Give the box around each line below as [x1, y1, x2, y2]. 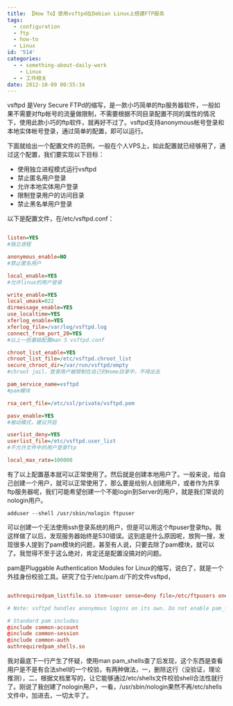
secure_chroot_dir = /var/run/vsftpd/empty [7, 362, 129, 369]
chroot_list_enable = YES [7, 349, 76, 356]
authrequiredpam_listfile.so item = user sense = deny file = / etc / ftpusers [7, 592, 216, 599]
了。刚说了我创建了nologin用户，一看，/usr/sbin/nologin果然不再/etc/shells [7, 682, 223, 691]
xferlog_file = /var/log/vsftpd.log [7, 323, 107, 330]
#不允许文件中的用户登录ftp [7, 445, 77, 451]
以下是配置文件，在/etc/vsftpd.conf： [7, 214, 114, 223]
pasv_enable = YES [7, 412, 54, 420]
